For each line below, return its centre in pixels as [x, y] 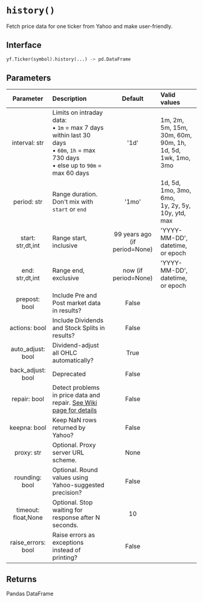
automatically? [73, 360]
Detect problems [76, 387]
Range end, [69, 271]
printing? [65, 558]
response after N [76, 517]
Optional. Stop [72, 502]
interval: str [28, 143]
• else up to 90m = [77, 166]
